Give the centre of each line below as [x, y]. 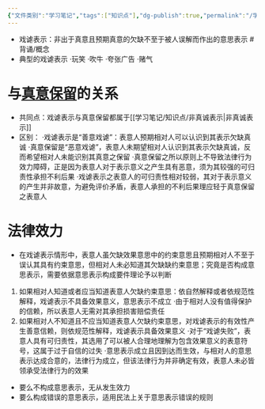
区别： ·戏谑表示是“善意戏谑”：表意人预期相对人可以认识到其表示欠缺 [131, 137]
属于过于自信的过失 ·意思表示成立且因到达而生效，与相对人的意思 [146, 350]
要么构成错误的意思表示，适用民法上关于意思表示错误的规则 [116, 397]
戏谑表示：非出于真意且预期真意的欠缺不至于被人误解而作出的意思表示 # [136, 39]
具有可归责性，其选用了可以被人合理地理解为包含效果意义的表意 [137, 340]
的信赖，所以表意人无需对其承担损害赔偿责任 [92, 311]
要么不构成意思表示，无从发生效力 [74, 387]
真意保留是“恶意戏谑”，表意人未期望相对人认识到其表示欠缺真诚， [137, 146]
